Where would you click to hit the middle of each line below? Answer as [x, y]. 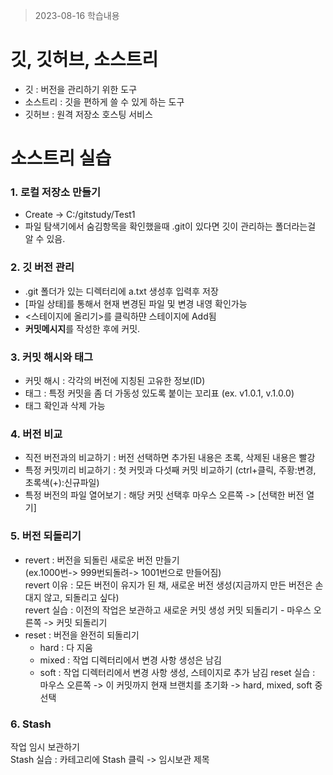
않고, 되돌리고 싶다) [81, 597]
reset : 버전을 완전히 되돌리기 [82, 635]
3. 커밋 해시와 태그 [52, 357]
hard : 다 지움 [66, 647]
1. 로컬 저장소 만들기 [56, 192]
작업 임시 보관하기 [45, 746]
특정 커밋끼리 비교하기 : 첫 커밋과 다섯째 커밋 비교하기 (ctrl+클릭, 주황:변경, [170, 470]
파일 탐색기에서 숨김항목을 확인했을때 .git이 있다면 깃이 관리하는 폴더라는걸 [170, 226]
